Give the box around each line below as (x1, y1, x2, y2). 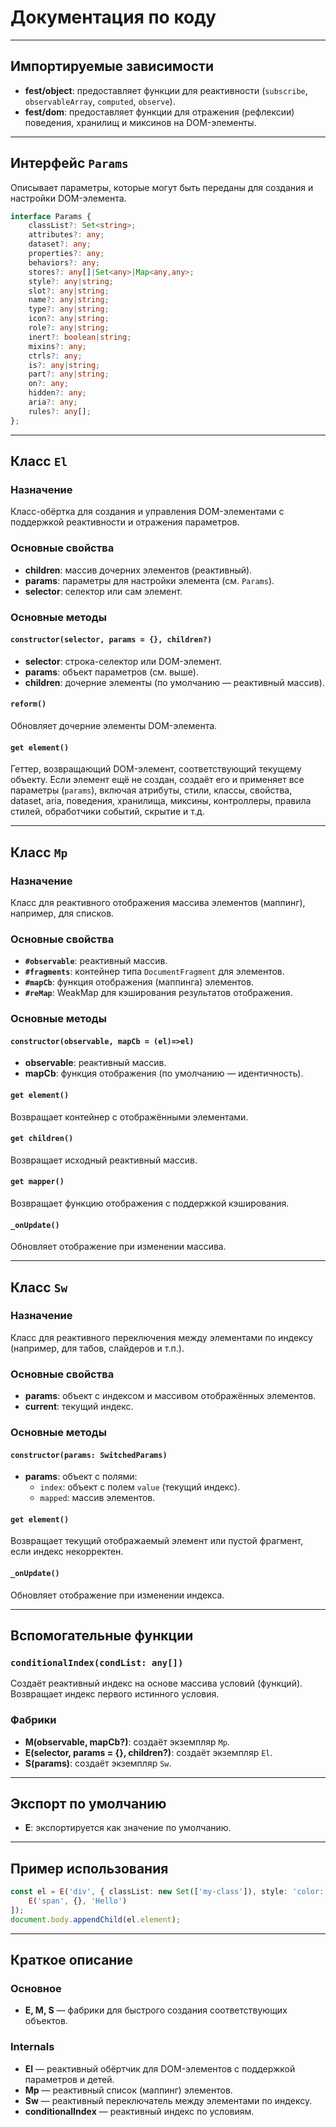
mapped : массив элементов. (39, 1492, 156, 1504)
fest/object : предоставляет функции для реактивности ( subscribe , (24, 84, 308, 96)
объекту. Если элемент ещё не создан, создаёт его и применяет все (10, 774, 305, 786)
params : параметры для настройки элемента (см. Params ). (24, 574, 275, 586)
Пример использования (10, 1860, 169, 1877)
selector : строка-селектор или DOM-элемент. (24, 655, 222, 667)
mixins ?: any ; (28, 341, 87, 351)
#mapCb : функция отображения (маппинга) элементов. (24, 976, 255, 988)
